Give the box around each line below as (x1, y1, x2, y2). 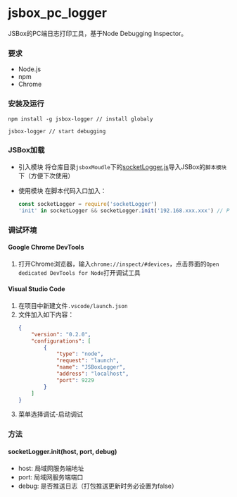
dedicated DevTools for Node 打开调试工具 (18, 268, 141, 276)
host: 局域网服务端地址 (18, 464, 84, 472)
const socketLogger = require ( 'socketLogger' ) (18, 200, 158, 207)
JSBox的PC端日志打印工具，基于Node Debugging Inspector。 (8, 29, 188, 37)
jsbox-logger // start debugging (8, 128, 106, 135)
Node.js (18, 65, 41, 73)
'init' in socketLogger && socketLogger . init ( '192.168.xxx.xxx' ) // (18, 207, 224, 214)
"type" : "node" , (56, 350, 104, 357)
